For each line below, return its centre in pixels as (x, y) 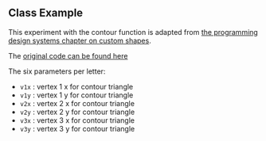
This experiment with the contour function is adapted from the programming (133, 32)
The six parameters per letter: (57, 71)
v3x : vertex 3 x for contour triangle (77, 120)
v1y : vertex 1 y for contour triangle (76, 95)
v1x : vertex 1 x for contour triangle (76, 86)
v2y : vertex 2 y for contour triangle (77, 112)
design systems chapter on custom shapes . (80, 40)
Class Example (46, 13)
